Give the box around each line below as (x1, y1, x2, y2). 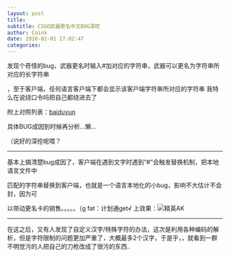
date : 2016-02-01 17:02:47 (7, 36, 84, 42)
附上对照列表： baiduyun (7, 108, 76, 116)
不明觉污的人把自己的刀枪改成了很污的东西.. (7, 243, 131, 250)
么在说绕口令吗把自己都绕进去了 (7, 93, 97, 101)
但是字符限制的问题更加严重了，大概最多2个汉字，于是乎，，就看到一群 (18, 234, 218, 242)
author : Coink (7, 29, 48, 36)
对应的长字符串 (7, 70, 49, 78)
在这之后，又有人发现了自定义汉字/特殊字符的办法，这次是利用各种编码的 (7, 225, 214, 233)
